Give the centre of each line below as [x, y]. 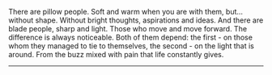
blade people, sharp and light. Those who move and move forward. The [128, 29]
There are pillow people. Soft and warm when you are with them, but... [126, 12]
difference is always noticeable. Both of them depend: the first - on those [131, 37]
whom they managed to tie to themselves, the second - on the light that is [132, 46]
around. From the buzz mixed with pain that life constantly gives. [116, 54]
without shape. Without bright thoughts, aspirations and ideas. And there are [136, 20]
